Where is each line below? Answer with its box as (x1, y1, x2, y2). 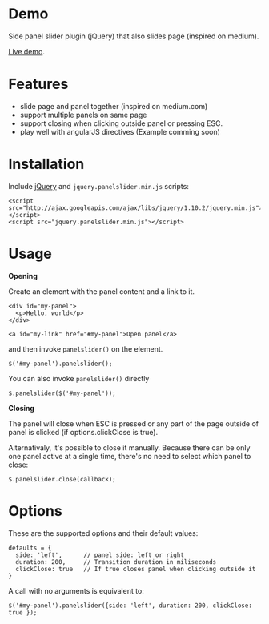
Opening (8, 271, 38, 280)
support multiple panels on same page (19, 110, 147, 119)
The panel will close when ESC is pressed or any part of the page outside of (8, 418, 259, 429)
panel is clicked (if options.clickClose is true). (8, 427, 159, 437)
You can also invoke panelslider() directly (8, 373, 150, 383)
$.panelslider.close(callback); (8, 475, 116, 483)
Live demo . (8, 46, 46, 56)
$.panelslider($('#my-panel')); (8, 389, 116, 397)
